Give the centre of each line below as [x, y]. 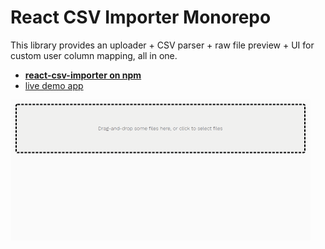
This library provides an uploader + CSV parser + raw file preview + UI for [162, 45]
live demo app [54, 85]
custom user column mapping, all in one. [94, 55]
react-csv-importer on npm [83, 75]
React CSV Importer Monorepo [141, 17]
